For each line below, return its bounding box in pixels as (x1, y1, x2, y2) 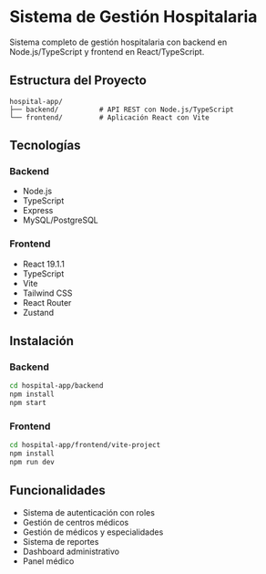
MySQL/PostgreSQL (22, 214, 98, 225)
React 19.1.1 (22, 258, 66, 269)
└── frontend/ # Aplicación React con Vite (9, 112, 210, 122)
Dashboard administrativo (22, 546, 120, 557)
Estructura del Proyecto (9, 73, 148, 89)
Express (22, 205, 54, 216)
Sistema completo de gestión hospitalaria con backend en (9, 37, 228, 47)
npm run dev (9, 458, 55, 467)
